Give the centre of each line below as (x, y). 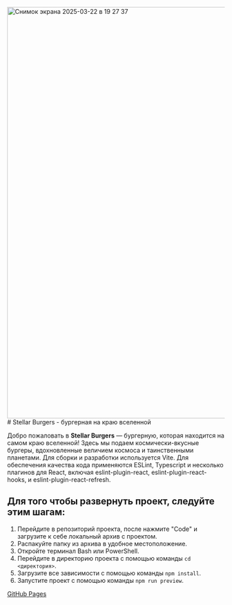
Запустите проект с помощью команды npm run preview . (100, 580)
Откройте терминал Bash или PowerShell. (78, 551)
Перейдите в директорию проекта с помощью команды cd (104, 558)
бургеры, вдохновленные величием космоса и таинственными (100, 450)
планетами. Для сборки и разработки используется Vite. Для (98, 458)
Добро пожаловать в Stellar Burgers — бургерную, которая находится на (116, 435)
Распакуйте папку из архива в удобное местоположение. (102, 543)
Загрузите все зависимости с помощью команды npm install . (109, 573)
